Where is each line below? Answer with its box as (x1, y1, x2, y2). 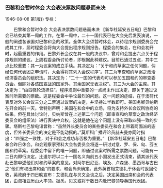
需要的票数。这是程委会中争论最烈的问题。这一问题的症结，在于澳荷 (17, 93, 154, 99)
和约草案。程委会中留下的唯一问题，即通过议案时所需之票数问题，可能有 (9, 148, 154, 154)
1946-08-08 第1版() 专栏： (5, 16, 58, 22)
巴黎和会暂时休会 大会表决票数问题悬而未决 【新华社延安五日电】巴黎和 (13, 27, 156, 32)
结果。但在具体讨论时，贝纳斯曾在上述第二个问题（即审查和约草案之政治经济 (5, 111, 158, 117)
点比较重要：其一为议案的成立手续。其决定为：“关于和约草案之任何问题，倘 (5, 63, 156, 69)
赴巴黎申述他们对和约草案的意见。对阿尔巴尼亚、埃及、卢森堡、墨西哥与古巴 (5, 160, 158, 166)
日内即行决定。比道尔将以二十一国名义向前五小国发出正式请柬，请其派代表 (9, 154, 158, 159)
